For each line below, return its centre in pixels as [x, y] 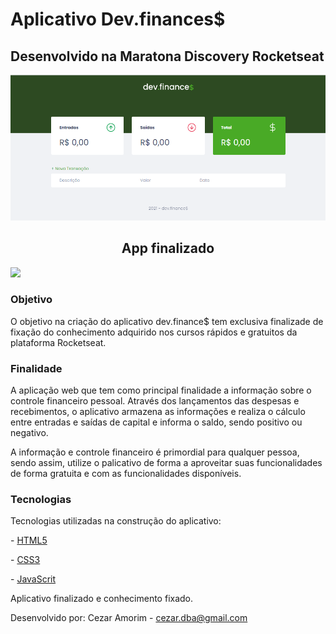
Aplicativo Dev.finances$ [118, 19]
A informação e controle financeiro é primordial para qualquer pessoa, [155, 452]
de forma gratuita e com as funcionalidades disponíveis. [126, 474]
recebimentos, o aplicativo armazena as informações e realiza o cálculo [158, 412]
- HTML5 [29, 540]
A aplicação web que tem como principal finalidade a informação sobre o [161, 390]
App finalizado [168, 248]
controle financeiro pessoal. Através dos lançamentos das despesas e [155, 401]
